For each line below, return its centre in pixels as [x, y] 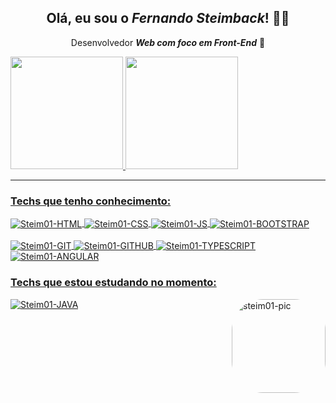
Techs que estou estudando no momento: [113, 283]
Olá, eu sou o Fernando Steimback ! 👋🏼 [168, 18]
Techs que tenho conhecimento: [91, 201]
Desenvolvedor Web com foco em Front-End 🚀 [168, 42]
